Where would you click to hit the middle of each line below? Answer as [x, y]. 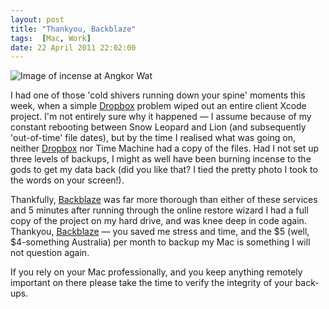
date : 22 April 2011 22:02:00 [73, 47]
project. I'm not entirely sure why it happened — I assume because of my [161, 117]
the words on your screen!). [67, 180]
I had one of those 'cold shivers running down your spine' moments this [158, 95]
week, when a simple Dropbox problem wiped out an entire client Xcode [158, 106]
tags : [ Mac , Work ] [51, 38]
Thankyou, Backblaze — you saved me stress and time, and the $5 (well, [160, 232]
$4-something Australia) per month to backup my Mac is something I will [160, 242]
